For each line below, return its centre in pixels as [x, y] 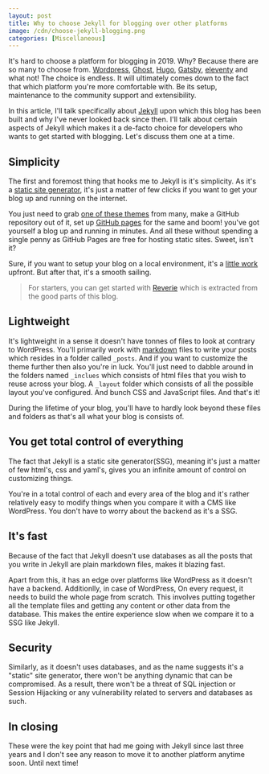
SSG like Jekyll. [34, 622]
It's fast [28, 536]
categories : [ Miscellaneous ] [57, 38]
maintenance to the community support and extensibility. [102, 95]
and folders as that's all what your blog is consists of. [96, 416]
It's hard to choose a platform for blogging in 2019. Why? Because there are [133, 61]
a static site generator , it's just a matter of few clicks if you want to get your [133, 190]
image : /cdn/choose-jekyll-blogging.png [77, 31]
